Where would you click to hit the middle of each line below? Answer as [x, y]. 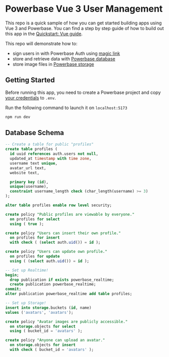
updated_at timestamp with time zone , [51, 159]
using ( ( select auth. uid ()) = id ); [50, 261]
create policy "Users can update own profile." [56, 252]
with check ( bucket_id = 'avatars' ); [52, 350]
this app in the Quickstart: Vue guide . [44, 34]
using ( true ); [27, 224]
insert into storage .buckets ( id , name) [49, 308]
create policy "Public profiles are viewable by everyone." [70, 214]
